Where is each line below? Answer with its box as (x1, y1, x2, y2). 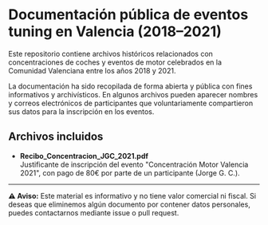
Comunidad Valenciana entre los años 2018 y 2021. (8, 65, 176, 75)
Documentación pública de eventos (8, 6, 249, 24)
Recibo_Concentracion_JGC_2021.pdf (19, 151, 149, 160)
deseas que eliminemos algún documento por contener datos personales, (8, 199, 251, 209)
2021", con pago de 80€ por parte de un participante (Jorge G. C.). (19, 168, 241, 177)
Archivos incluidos (8, 130, 104, 144)
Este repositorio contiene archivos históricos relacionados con (8, 49, 214, 58)
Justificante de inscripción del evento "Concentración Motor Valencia (19, 160, 249, 169)
